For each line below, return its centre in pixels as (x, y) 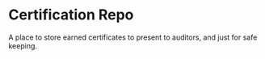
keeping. (23, 45)
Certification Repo (71, 15)
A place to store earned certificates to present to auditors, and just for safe (133, 37)
